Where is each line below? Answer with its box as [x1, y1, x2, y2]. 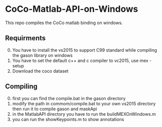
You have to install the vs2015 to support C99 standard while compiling [12, 47, 157, 53]
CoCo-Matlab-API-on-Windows [5, 3, 138, 15]
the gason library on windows [12, 52, 73, 58]
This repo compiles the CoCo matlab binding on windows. [5, 20, 123, 26]
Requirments [5, 34, 46, 42]
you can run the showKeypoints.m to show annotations [12, 116, 124, 122]
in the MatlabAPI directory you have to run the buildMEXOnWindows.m [12, 111, 156, 117]
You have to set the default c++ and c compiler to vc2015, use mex [12, 58, 149, 63]
